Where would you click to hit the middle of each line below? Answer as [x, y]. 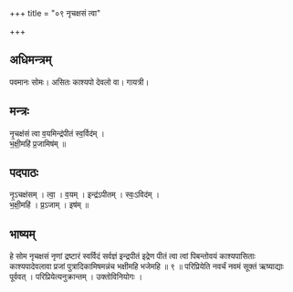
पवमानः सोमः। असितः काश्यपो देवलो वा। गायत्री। [79, 82]
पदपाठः [24, 173]
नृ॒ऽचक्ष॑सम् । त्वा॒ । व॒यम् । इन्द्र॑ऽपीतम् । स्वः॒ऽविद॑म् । [84, 194]
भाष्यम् [22, 234]
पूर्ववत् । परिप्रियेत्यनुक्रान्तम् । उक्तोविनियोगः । [76, 276]
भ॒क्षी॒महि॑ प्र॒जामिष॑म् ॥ [38, 143]
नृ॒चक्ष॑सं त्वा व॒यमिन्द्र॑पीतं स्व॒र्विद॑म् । [57, 133]
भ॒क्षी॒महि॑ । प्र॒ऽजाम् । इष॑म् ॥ [49, 205]
